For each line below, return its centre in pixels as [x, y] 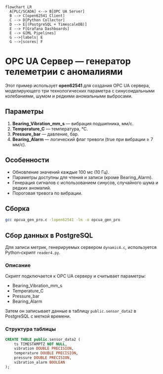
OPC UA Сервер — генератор [68, 61]
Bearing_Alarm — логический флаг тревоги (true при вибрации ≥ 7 [82, 139]
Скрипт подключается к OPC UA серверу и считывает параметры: [76, 276]
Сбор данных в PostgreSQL [49, 235]
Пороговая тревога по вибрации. [47, 193]
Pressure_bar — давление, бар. [45, 134]
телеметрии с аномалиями [64, 72]
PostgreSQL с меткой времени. [38, 316]
